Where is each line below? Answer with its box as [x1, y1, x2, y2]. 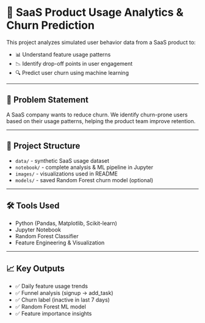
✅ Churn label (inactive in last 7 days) [15, 296, 110, 303]
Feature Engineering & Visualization [15, 239, 105, 246]
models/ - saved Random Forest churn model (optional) [15, 176, 154, 183]
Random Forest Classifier [15, 233, 79, 240]
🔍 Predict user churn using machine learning [15, 69, 129, 76]
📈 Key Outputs [6, 263, 65, 274]
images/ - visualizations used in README [15, 170, 118, 177]
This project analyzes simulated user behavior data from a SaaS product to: [6, 38, 196, 46]
